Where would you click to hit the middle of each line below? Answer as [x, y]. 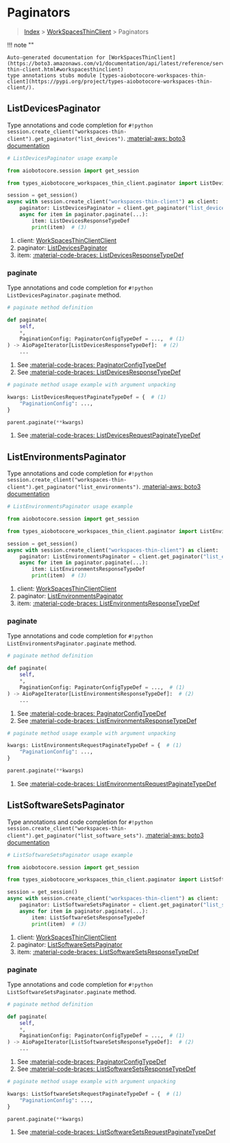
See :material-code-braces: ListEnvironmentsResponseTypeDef [107, 720]
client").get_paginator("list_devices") [66, 139]
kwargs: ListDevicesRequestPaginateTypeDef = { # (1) [87, 397]
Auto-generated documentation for [56, 57]
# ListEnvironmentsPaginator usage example [70, 507]
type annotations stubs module [52, 75]
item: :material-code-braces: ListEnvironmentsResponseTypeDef [108, 603]
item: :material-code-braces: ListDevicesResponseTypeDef [100, 255]
